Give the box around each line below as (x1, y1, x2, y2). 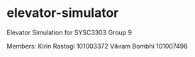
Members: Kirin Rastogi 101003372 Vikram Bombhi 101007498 (6, 42, 189, 50)
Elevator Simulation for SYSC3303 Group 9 (6, 28, 133, 37)
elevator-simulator (6, 5, 119, 21)
